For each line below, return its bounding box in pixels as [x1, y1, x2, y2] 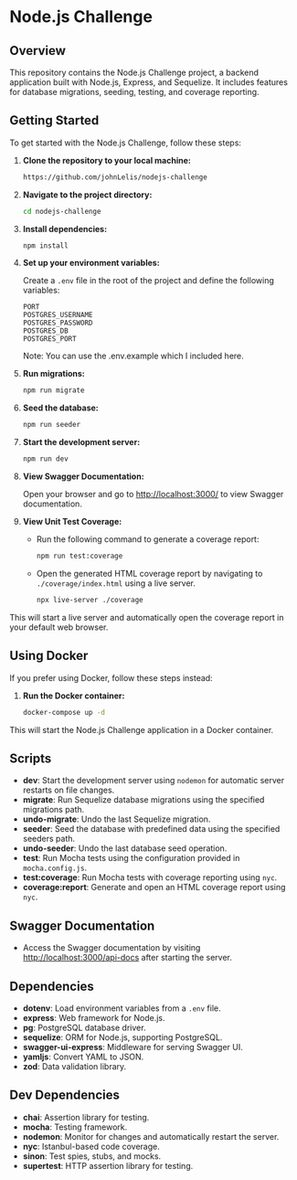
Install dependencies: [22, 223, 108, 234]
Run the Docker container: [22, 690, 125, 701]
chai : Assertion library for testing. [22, 1111, 150, 1122]
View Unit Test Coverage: [22, 516, 122, 527]
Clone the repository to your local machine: [22, 154, 192, 165]
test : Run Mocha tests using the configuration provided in [22, 853, 240, 864]
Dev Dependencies [9, 1088, 121, 1103]
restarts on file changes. [22, 784, 115, 796]
